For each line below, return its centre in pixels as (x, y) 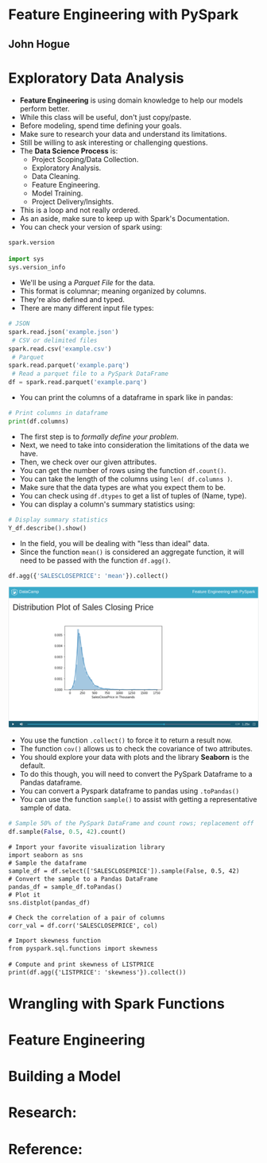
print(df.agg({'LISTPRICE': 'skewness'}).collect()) (97, 972)
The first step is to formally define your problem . (99, 436)
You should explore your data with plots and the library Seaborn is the (134, 757)
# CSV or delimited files (54, 340)
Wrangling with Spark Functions (116, 1004)
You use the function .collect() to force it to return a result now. (126, 740)
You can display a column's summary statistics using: (107, 504)
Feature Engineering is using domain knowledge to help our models (132, 100)
